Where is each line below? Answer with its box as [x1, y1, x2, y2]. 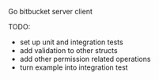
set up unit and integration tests [19, 37, 124, 47]
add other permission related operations [19, 55, 151, 63]
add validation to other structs [19, 46, 118, 55]
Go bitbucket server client [8, 7, 93, 16]
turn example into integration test [19, 63, 128, 72]
